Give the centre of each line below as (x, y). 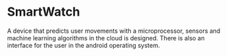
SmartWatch (44, 12)
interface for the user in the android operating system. (84, 45)
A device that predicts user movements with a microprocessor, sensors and (114, 31)
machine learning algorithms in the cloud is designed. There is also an (106, 38)
